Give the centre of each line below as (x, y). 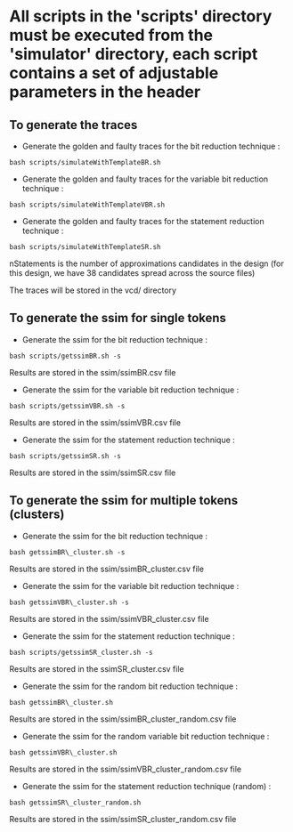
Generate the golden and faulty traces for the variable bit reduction (145, 179)
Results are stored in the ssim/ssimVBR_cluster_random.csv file (126, 769)
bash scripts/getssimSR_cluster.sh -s (81, 652)
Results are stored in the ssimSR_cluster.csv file (97, 668)
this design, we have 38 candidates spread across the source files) (132, 273)
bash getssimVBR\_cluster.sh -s (69, 602)
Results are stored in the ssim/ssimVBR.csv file (95, 422)
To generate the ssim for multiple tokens (124, 501)
